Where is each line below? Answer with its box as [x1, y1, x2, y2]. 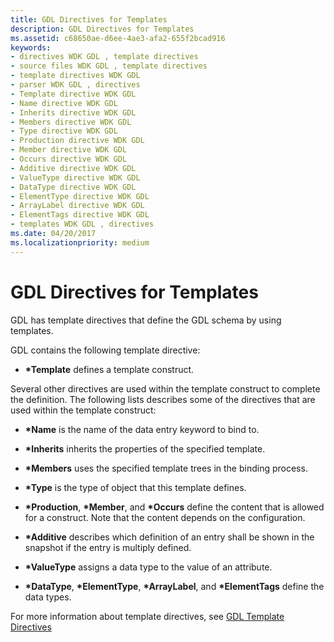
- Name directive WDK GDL [10, 98, 118, 108]
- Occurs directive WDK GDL [10, 154, 128, 164]
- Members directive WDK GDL [10, 117, 132, 127]
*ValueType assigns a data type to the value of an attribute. [24, 561, 273, 573]
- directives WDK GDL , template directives [10, 52, 199, 62]
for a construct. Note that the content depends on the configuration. [24, 511, 306, 523]
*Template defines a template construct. [24, 363, 195, 375]
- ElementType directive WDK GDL [10, 191, 150, 201]
